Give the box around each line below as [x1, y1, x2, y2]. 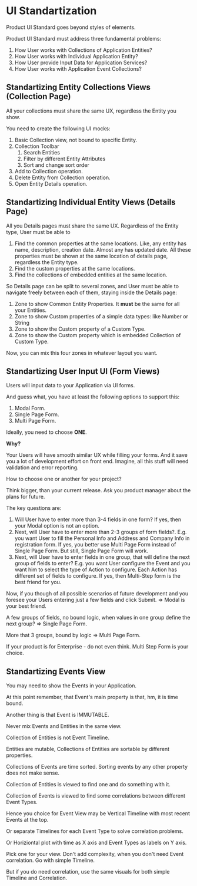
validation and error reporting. [6, 464, 79, 471]
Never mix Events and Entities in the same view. [6, 723, 122, 730]
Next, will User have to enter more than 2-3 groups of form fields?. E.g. [14, 529, 187, 536]
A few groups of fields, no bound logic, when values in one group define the [6, 614, 191, 621]
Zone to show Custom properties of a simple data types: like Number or [14, 312, 189, 320]
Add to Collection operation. [14, 167, 84, 174]
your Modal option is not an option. [14, 522, 100, 529]
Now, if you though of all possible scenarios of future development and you [6, 590, 189, 597]
